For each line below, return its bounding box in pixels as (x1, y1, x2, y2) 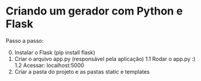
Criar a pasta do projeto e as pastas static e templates (14, 68, 150, 75)
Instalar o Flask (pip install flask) (14, 48, 95, 56)
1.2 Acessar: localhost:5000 (14, 62, 84, 69)
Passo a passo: (5, 37, 44, 44)
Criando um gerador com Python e (5, 4, 183, 18)
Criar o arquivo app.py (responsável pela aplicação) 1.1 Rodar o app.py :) (14, 55, 196, 62)
